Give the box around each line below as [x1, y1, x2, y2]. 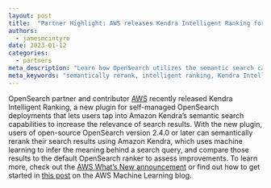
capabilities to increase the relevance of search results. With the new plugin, [8, 119, 262, 129]
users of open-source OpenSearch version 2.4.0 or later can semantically [8, 128, 253, 137]
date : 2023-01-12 [8, 42, 67, 50]
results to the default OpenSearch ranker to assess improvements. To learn [8, 153, 258, 163]
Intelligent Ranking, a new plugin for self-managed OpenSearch [8, 102, 219, 112]
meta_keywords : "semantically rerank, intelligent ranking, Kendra [8, 72, 240, 80]
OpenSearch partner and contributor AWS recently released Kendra [8, 93, 233, 103]
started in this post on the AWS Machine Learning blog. [8, 170, 192, 180]
